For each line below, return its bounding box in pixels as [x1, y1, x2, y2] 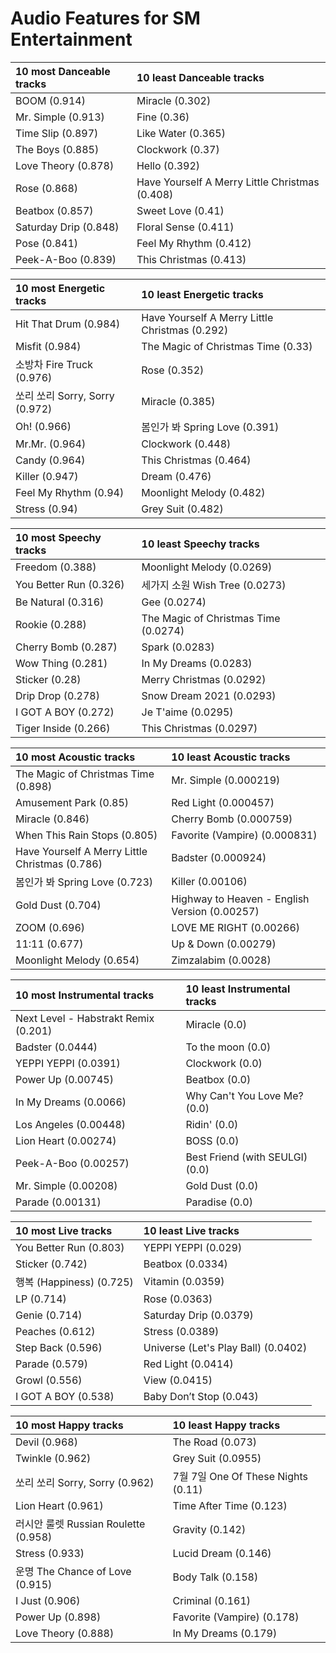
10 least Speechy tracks [141, 537, 260, 551]
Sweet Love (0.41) [136, 203, 225, 217]
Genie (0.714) [15, 1308, 83, 1322]
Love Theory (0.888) [15, 1626, 115, 1640]
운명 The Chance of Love [15, 1564, 132, 1578]
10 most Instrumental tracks [15, 988, 155, 1002]
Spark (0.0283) [141, 640, 215, 654]
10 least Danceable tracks [136, 70, 265, 84]
